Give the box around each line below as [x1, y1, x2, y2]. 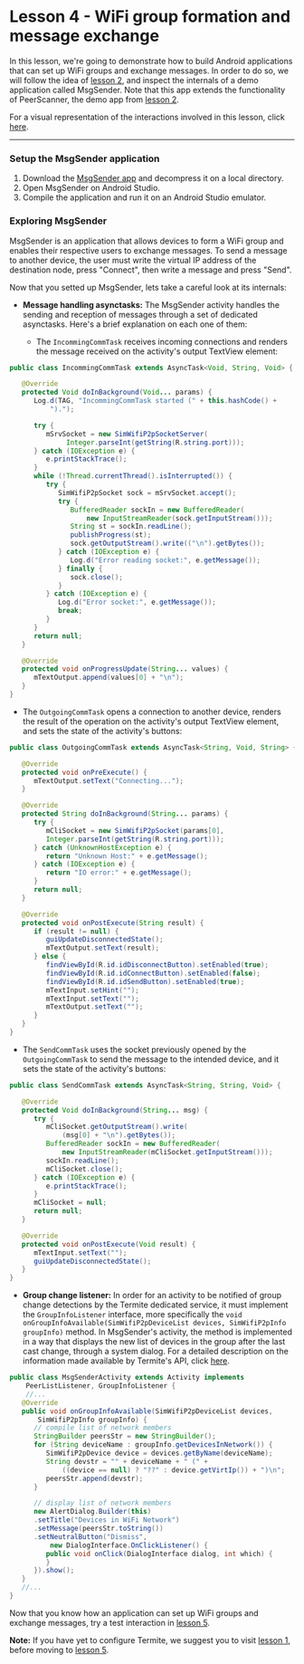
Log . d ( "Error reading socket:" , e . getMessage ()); [70, 555, 261, 565]
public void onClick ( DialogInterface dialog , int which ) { [45, 1549, 273, 1558]
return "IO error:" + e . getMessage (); [45, 868, 193, 877]
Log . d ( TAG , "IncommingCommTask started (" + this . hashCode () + [33, 397, 278, 406]
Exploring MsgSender [9, 215, 107, 227]
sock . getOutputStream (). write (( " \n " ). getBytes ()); [70, 539, 265, 549]
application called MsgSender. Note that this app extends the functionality [9, 84, 286, 95]
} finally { [57, 564, 103, 573]
